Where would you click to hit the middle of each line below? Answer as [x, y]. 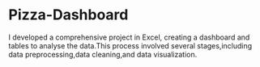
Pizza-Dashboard [68, 15]
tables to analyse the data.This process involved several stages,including [130, 45]
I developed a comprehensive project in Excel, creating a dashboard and [129, 37]
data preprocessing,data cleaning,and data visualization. [103, 54]
